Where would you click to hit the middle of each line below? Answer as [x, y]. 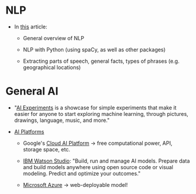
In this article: [31, 27]
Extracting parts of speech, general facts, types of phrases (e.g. [101, 61]
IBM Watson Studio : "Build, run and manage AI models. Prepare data [106, 161]
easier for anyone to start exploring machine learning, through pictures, [101, 114]
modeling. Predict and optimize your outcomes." [82, 173]
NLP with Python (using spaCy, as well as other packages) [94, 49]
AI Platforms [29, 131]
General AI [32, 91]
